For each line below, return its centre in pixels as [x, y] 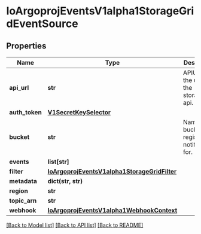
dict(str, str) [65, 181]
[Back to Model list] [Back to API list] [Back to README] [75, 225]
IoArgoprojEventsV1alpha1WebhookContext [112, 210]
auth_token [25, 112]
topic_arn [23, 200]
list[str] [58, 162]
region [19, 191]
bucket [19, 137]
